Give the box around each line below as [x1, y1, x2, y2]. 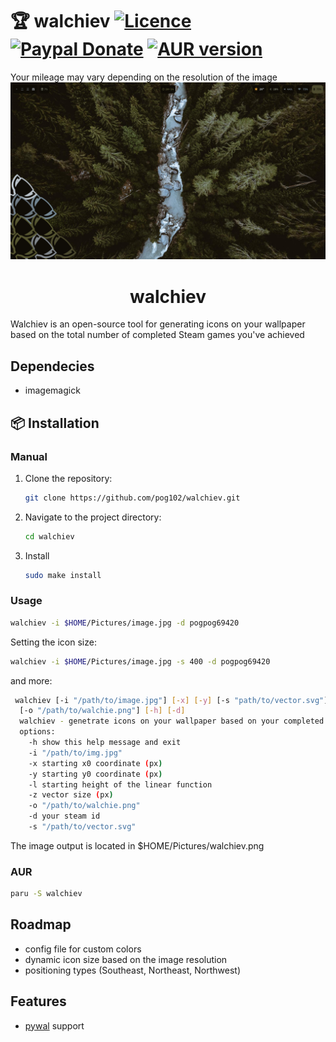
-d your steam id [28, 811, 101, 822]
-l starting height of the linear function [28, 779, 213, 790]
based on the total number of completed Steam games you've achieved [10, 329, 305, 341]
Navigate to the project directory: [24, 511, 162, 523]
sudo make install [24, 570, 102, 580]
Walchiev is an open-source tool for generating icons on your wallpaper [10, 318, 306, 330]
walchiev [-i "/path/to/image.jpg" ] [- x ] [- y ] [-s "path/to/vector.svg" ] [14, 695, 329, 705]
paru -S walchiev [10, 889, 83, 899]
